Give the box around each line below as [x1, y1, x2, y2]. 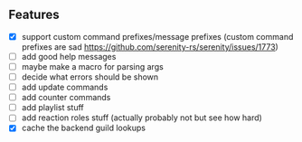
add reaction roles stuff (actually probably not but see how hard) [21, 112, 263, 123]
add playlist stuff [21, 102, 85, 113]
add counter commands [21, 92, 111, 103]
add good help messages [21, 51, 117, 62]
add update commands [21, 81, 109, 93]
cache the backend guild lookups [21, 122, 146, 134]
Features [8, 7, 60, 23]
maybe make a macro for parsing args [21, 61, 164, 71]
